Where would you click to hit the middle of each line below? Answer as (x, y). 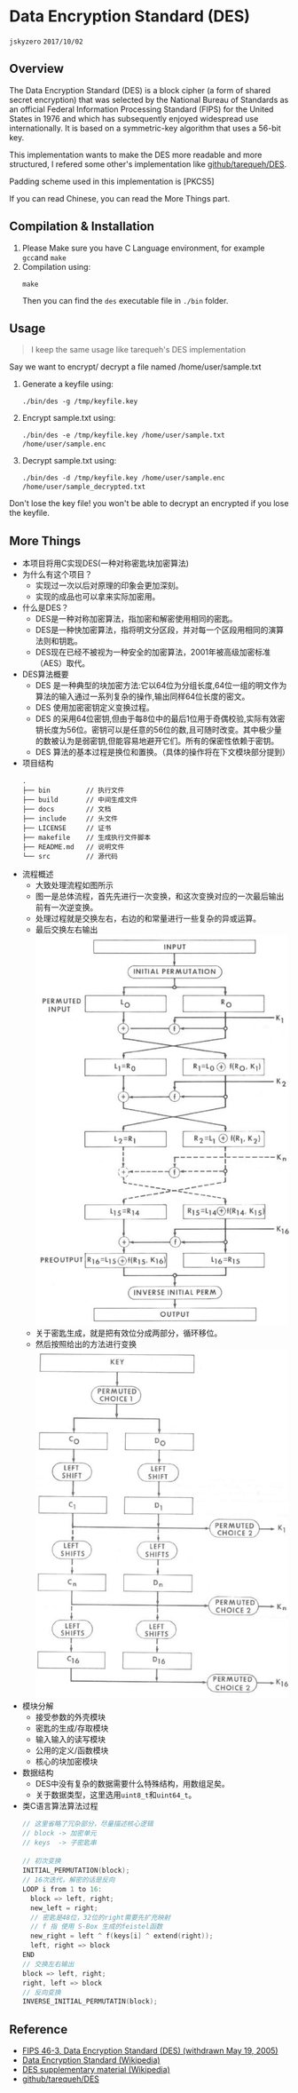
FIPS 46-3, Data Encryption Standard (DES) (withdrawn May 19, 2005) (150, 2051)
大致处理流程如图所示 (74, 885)
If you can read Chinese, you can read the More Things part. (120, 198)
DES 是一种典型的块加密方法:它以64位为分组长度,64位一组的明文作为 (161, 686)
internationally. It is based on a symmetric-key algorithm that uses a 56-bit (145, 128)
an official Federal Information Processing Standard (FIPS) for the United (141, 109)
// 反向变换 (41, 1992)
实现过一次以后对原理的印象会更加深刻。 (109, 586)
